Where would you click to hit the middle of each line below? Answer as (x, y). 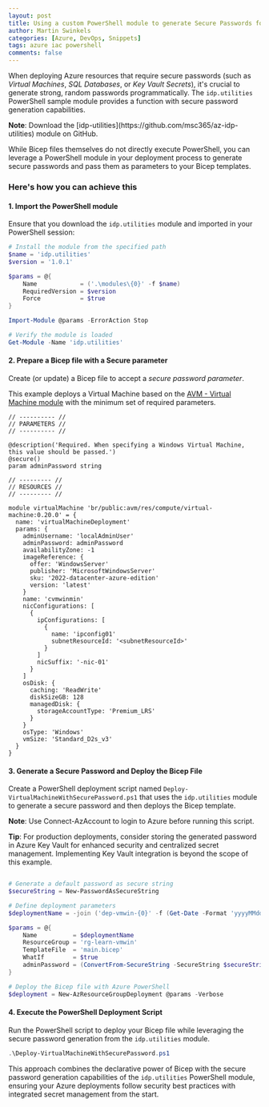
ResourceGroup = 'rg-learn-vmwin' (80, 943)
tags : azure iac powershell (55, 46)
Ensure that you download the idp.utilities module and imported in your (130, 224)
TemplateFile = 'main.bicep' (73, 950)
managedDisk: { (55, 704)
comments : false (35, 53)
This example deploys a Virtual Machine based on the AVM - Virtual (120, 394)
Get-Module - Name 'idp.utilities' (66, 342)
